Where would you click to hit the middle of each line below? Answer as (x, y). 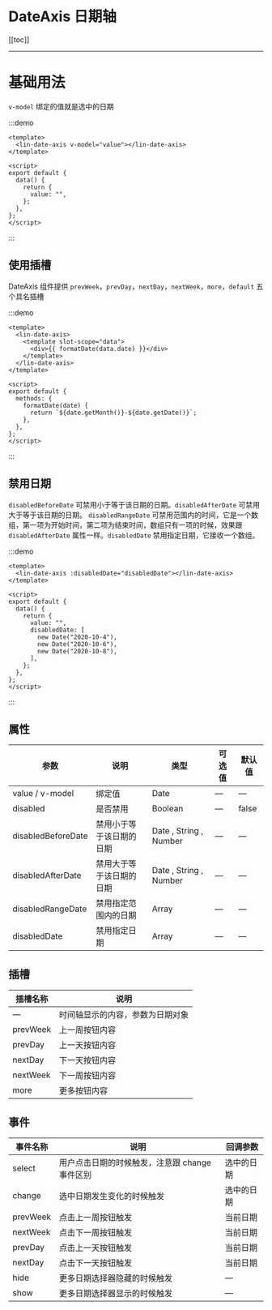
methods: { (34, 398)
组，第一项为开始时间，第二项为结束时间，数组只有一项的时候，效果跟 (125, 524)
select (24, 1168)
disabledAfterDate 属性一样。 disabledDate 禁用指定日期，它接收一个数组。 (134, 535)
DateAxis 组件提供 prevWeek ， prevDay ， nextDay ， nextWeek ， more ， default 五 (136, 286)
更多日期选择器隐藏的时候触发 (115, 1278)
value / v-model (43, 794)
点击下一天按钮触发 (95, 1263)
